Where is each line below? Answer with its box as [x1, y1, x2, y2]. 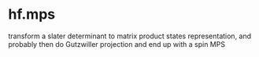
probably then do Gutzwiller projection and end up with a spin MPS [8, 39, 226, 48]
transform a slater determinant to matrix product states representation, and [8, 31, 252, 41]
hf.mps [8, 5, 56, 23]
